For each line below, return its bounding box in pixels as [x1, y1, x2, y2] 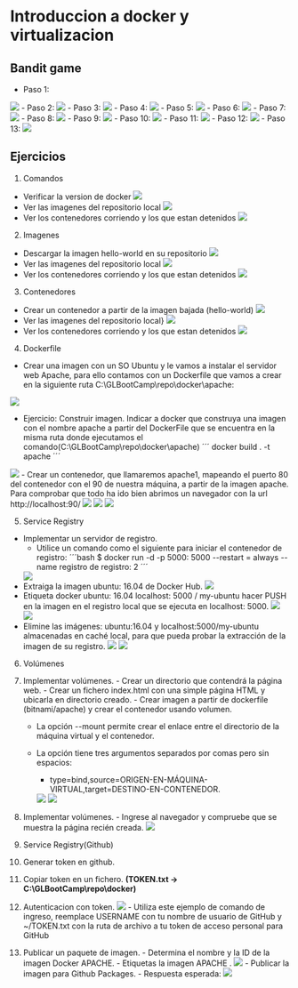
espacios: [36, 757, 72, 767]
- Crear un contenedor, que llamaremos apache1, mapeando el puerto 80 [20, 469, 288, 479]
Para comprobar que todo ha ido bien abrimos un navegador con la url [10, 487, 268, 499]
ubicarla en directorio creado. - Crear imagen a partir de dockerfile [22, 694, 269, 704]
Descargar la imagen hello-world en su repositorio [22, 247, 207, 259]
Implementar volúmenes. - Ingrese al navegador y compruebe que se [22, 811, 278, 822]
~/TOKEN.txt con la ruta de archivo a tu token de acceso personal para [22, 920, 284, 931]
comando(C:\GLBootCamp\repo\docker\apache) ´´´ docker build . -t [22, 441, 270, 452]
